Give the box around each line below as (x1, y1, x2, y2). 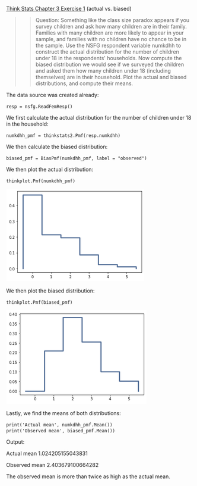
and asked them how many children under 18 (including (35, 67, 171, 74)
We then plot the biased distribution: (6, 287, 95, 294)
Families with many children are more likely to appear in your (35, 29, 184, 36)
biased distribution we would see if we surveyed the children (35, 61, 185, 68)
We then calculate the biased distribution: (6, 143, 108, 150)
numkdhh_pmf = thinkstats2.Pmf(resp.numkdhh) (6, 133, 120, 139)
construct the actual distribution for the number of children (35, 48, 180, 55)
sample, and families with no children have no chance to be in (35, 36, 187, 42)
